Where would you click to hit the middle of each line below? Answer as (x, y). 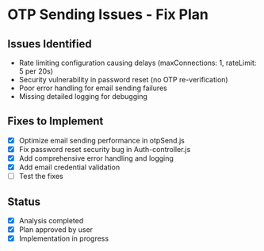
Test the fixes (41, 177)
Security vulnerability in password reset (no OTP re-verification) (123, 80)
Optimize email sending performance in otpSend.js (102, 140)
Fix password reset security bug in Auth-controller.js (105, 149)
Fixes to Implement (55, 122)
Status (24, 202)
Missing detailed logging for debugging (83, 96)
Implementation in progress (63, 238)
